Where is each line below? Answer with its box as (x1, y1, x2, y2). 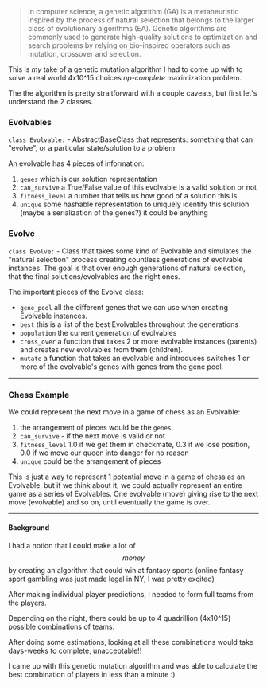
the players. (8, 598, 48, 608)
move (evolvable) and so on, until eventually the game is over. (8, 497, 211, 507)
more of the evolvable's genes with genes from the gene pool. (19, 362, 224, 371)
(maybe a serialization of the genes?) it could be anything (19, 208, 208, 218)
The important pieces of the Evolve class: (8, 287, 145, 296)
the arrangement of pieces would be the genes (19, 422, 172, 432)
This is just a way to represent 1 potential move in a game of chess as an (8, 472, 246, 481)
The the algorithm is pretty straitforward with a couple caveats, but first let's (8, 88, 257, 98)
